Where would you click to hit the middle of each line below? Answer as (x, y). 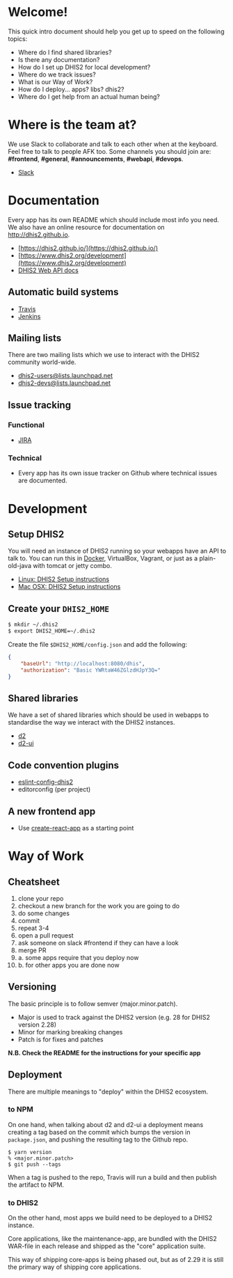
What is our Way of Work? (55, 81)
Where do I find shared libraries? (65, 52)
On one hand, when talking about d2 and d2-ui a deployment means (106, 1124)
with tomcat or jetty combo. (72, 566)
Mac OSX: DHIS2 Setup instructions (69, 587)
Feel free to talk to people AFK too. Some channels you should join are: (110, 151)
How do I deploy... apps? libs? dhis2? (71, 89)
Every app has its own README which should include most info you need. (114, 219)
